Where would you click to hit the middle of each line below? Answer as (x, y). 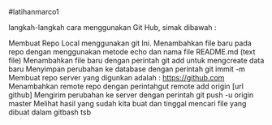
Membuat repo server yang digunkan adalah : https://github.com (117, 78)
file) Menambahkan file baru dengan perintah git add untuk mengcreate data (136, 60)
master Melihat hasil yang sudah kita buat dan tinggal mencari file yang (127, 103)
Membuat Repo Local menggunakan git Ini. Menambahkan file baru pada (130, 43)
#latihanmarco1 (34, 12)
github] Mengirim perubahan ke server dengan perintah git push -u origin (131, 95)
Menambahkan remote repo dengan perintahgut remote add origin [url (126, 86)
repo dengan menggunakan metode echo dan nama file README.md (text (132, 52)
